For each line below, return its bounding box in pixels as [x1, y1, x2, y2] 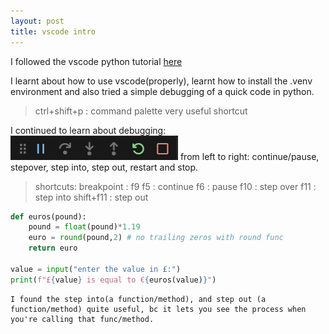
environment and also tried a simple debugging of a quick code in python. [10, 85, 315, 97]
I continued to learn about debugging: [10, 124, 167, 136]
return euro [28, 243, 78, 254]
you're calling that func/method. [10, 314, 155, 324]
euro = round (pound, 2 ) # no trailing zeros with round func [28, 233, 284, 243]
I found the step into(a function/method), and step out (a [10, 294, 267, 304]
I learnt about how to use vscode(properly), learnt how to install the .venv [10, 75, 313, 87]
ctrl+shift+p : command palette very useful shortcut [34, 105, 248, 117]
